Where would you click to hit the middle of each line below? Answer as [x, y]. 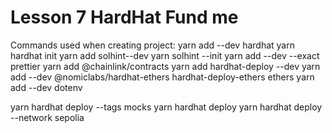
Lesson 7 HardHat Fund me [124, 17]
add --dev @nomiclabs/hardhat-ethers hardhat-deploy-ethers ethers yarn [162, 77]
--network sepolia [47, 117]
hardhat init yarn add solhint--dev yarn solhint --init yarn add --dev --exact [165, 55]
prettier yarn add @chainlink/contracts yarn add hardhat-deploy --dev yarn [165, 66]
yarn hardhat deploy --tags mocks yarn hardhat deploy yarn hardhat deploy [166, 107]
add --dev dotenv [46, 87]
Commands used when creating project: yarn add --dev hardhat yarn [152, 45]
